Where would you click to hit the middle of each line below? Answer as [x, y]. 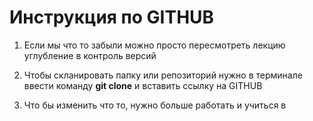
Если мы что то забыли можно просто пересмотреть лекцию [154, 45]
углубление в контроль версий [90, 55]
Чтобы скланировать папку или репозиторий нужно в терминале [163, 75]
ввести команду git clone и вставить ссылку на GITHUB [143, 85]
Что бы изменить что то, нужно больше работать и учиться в [155, 105]
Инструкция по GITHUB [112, 17]
